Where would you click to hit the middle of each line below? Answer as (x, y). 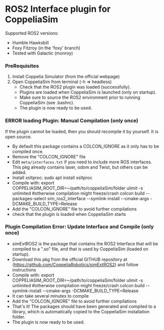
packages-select (29, 198)
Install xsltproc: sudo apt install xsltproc (52, 178)
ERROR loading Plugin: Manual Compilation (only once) (72, 120)
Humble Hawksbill (30, 42)
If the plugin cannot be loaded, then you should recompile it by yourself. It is (82, 131)
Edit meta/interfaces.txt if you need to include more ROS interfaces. (82, 162)
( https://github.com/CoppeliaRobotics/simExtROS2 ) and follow (75, 265)
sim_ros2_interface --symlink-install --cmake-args (98, 198)
